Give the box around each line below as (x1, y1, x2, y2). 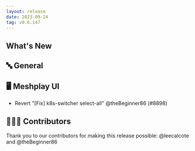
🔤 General (6, 61, 44, 71)
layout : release (6, 8, 46, 15)
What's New (6, 41, 52, 51)
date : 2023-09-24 (6, 14, 49, 20)
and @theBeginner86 (6, 138, 57, 145)
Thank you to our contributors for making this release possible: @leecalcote (6, 132, 189, 139)
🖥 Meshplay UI (6, 81, 60, 91)
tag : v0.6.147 (6, 19, 41, 25)
